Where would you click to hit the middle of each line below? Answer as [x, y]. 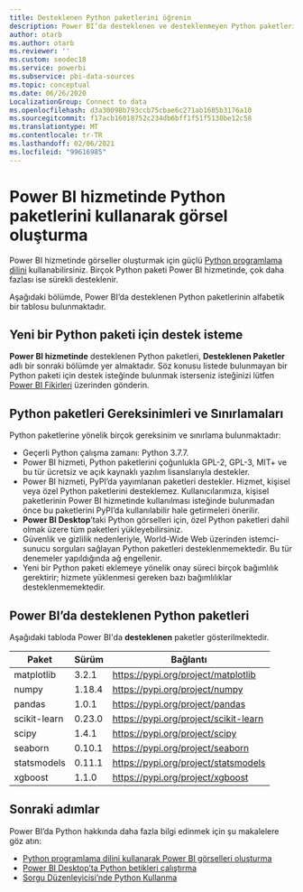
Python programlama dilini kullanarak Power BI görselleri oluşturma [147, 858]
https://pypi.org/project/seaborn [181, 748]
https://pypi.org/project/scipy [174, 734]
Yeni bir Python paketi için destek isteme [126, 334]
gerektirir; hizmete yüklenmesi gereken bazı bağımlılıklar [127, 578]
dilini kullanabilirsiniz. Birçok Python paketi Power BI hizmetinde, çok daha [147, 269]
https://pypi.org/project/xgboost [180, 777]
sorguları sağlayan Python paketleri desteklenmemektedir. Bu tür [173, 549]
